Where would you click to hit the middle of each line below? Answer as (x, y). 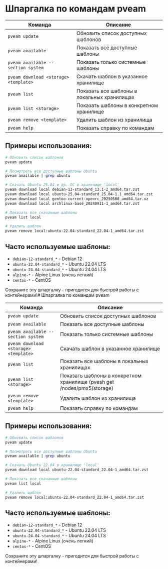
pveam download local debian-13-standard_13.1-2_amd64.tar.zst (72, 190)
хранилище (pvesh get (87, 382)
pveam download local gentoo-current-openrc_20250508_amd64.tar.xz (77, 199)
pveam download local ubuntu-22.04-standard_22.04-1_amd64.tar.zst (77, 470)
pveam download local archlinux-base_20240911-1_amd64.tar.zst (72, 203)
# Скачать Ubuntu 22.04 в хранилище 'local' (52, 465)
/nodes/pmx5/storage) (86, 388)
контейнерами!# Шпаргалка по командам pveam (57, 295)
